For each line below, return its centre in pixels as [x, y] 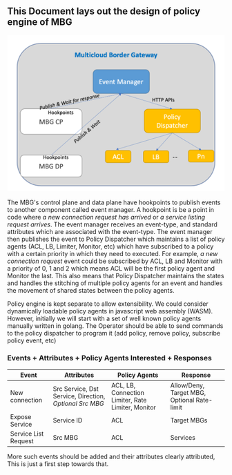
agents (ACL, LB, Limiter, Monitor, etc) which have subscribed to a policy [110, 246]
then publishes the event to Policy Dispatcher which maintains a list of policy [116, 239]
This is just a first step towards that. [58, 464]
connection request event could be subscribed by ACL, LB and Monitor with [115, 261]
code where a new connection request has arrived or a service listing [106, 217]
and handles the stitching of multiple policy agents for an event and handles [115, 283]
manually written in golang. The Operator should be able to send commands [115, 326]
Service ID [68, 420]
